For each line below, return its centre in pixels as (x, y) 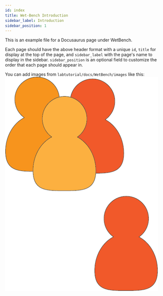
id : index (15, 10)
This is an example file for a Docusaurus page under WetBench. (69, 40)
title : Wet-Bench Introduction (37, 15)
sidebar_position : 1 (26, 26)
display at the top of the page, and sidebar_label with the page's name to (79, 55)
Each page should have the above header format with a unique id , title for (81, 50)
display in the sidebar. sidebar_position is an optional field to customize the (81, 60)
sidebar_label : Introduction (34, 20)
